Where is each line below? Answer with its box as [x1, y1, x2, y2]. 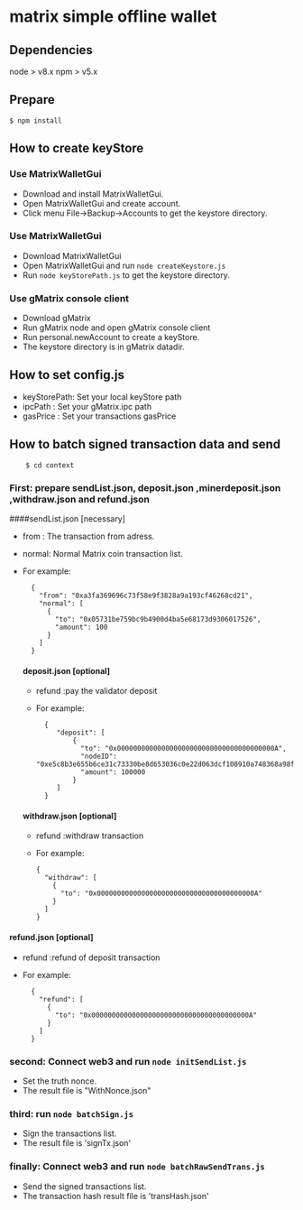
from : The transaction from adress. [22, 531, 155, 542]
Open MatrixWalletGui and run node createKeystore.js [22, 260, 226, 271]
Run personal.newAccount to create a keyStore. [22, 332, 200, 343]
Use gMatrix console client [9, 291, 129, 304]
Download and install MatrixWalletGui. [22, 188, 164, 199]
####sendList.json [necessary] [9, 513, 126, 524]
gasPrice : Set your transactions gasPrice [22, 411, 177, 421]
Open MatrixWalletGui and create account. [22, 198, 181, 208]
